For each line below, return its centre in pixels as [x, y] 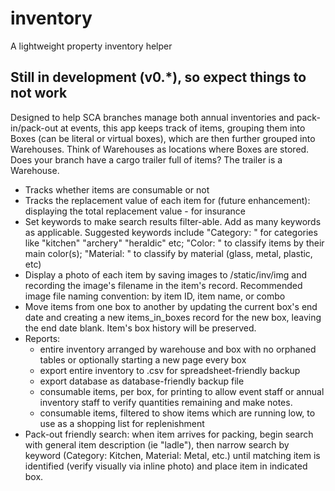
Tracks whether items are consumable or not [117, 189]
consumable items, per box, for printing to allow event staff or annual [182, 391]
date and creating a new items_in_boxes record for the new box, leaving [173, 317]
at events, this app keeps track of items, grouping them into [182, 128]
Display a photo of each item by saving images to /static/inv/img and [165, 274]
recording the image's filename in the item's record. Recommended [163, 285]
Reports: [42, 338]
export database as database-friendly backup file [142, 381]
